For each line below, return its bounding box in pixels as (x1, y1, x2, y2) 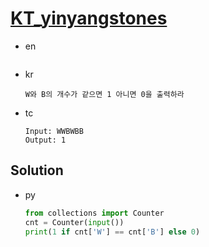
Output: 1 (24, 135, 67, 145)
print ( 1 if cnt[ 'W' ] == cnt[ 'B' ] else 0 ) (24, 227, 201, 237)
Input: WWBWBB (24, 126, 84, 136)
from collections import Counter (24, 208, 165, 218)
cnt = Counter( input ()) (24, 217, 125, 227)
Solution (10, 162, 64, 179)
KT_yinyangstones (10, 7, 168, 30)
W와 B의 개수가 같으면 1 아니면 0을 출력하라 (24, 89, 185, 99)
